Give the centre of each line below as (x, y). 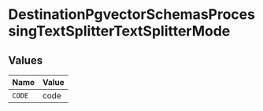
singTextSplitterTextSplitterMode (119, 31)
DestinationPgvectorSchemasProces (132, 15)
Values (26, 60)
